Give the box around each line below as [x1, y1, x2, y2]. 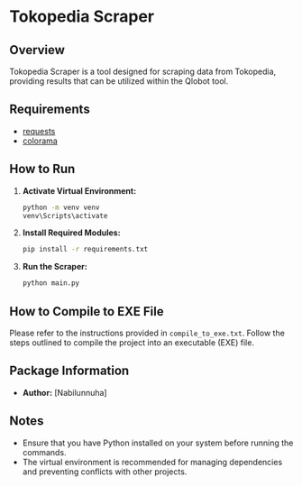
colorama [22, 135, 59, 146]
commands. [22, 446, 67, 457]
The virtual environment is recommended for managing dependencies [22, 456, 283, 467]
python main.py [22, 279, 80, 288]
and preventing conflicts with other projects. [22, 466, 188, 477]
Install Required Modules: [22, 227, 121, 238]
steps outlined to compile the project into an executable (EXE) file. [9, 336, 255, 348]
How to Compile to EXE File [9, 304, 164, 319]
